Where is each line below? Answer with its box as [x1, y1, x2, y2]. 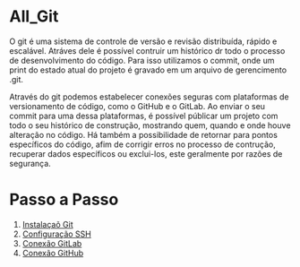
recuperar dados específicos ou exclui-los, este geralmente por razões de [9, 148, 283, 159]
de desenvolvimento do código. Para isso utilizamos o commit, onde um [9, 55, 275, 65]
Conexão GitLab [21, 237, 82, 248]
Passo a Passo [9, 190, 119, 210]
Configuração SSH [21, 228, 91, 239]
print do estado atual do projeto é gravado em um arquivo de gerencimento [9, 65, 287, 75]
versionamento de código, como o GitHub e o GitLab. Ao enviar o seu [9, 100, 266, 111]
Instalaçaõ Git [21, 219, 73, 229]
